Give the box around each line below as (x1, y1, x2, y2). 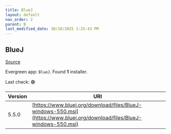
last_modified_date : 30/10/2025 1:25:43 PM (5, 26, 99, 32)
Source (5, 59, 20, 65)
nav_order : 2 (5, 17, 33, 22)
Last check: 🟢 (5, 78, 36, 85)
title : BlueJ (5, 7, 33, 13)
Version (8, 93, 27, 100)
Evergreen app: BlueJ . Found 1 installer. (5, 68, 88, 74)
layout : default (5, 12, 40, 17)
